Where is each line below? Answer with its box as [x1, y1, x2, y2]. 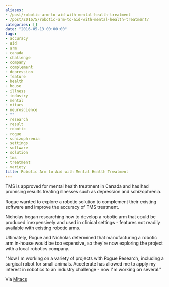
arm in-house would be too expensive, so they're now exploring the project [5, 240, 163, 246]
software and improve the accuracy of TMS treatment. [5, 204, 119, 210]
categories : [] [5, 21, 38, 27]
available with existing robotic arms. [5, 225, 81, 231]
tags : [5, 31, 17, 36]
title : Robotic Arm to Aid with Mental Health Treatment [5, 169, 129, 174]
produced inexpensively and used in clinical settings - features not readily [5, 219, 160, 226]
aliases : [5, 7, 24, 13]
